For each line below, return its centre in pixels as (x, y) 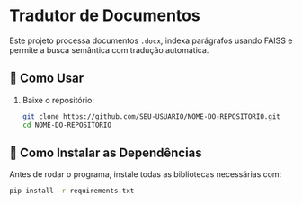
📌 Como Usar (47, 79)
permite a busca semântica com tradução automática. (109, 49)
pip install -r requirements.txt (72, 191)
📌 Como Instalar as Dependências (106, 152)
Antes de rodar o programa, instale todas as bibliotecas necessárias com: (146, 174)
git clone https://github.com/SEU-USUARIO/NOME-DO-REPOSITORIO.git (151, 116)
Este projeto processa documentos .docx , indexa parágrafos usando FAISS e (151, 40)
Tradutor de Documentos (105, 16)
